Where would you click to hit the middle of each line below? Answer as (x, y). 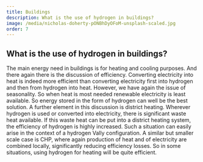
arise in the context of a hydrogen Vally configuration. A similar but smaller (100, 133)
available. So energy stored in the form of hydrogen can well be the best (97, 100)
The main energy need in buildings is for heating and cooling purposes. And (101, 68)
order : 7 (17, 29)
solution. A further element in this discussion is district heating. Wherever (98, 107)
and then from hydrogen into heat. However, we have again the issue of (96, 88)
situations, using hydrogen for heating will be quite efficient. (82, 152)
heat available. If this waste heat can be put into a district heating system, (99, 120)
